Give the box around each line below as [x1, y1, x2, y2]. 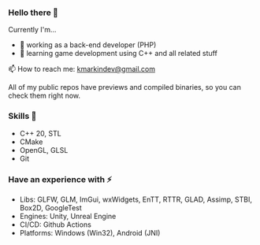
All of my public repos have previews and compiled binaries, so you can [8, 83, 242, 92]
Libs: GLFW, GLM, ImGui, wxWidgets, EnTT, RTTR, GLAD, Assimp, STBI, [19, 195, 252, 204]
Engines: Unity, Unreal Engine [19, 211, 117, 221]
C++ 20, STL [19, 128, 61, 138]
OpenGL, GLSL [19, 145, 69, 154]
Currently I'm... [8, 25, 57, 35]
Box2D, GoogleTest [19, 202, 83, 212]
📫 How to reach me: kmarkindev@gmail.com [8, 65, 156, 74]
